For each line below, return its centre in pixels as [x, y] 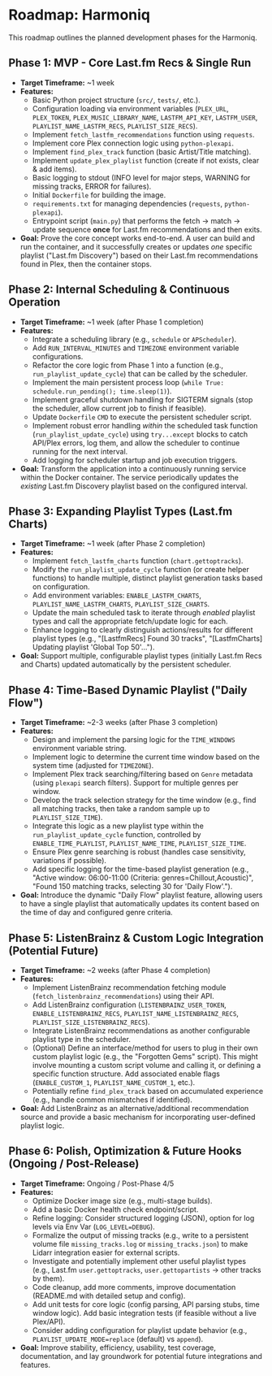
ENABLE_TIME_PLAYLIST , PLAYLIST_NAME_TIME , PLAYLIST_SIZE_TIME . [139, 844]
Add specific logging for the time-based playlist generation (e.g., [140, 869]
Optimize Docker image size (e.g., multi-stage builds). [122, 1200]
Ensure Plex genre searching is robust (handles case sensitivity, [139, 852]
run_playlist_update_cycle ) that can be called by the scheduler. [140, 373]
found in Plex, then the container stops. [86, 264]
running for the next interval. [80, 451]
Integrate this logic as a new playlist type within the [118, 826]
